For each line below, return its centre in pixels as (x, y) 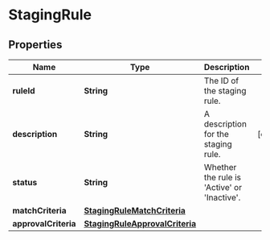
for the (216, 134)
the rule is (223, 177)
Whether (220, 167)
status (25, 182)
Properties (35, 45)
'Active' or (223, 187)
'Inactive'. (222, 197)
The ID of (221, 81)
